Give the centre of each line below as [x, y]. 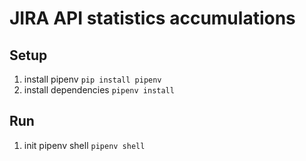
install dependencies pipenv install [99, 90]
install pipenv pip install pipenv [92, 79]
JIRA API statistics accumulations [152, 18]
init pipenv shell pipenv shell [84, 145]
